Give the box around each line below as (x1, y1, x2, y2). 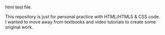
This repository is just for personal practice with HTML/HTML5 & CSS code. (5, 14, 160, 19)
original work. (5, 24, 33, 30)
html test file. (5, 4, 32, 10)
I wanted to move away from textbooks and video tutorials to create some (5, 19, 156, 25)
